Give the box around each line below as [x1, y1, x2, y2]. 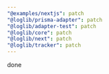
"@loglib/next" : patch [7, 36, 72, 42]
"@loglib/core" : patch [7, 29, 72, 36]
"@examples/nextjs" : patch [7, 10, 84, 17]
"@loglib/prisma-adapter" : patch [7, 16, 103, 23]
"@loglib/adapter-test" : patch [7, 23, 97, 29]
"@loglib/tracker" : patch [7, 42, 81, 49]
